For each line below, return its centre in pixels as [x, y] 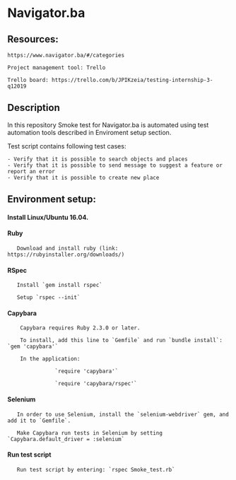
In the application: [50, 359]
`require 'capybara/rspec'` [96, 384]
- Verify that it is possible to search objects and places [98, 159]
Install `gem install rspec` [59, 285]
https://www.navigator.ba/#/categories [66, 55]
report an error [31, 171]
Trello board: [28, 80]
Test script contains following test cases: [67, 146]
